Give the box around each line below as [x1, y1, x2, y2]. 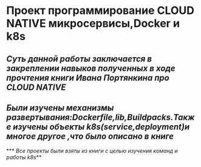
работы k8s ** [6, 154, 42, 161]
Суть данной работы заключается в [6, 53, 152, 64]
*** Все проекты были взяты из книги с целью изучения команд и [6, 147, 178, 155]
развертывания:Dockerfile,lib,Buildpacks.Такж [6, 112, 195, 122]
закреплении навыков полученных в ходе [6, 63, 175, 73]
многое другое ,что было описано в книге [6, 131, 174, 141]
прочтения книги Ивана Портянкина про [6, 72, 170, 83]
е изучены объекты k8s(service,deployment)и [6, 121, 190, 132]
